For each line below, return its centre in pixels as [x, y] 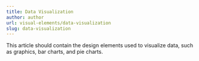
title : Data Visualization [40, 12]
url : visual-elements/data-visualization [59, 23]
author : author [25, 17]
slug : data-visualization [38, 28]
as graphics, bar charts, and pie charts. [55, 52]
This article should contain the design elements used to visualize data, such [100, 45]
